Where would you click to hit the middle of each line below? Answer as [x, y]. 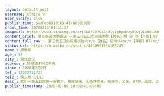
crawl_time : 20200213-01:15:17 [37, 28]
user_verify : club [24, 18]
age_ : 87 [14, 55]
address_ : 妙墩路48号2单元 [30, 64]
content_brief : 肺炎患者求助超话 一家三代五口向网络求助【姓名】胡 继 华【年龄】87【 [83, 37]
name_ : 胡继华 [18, 50]
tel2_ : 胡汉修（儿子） [26, 77]
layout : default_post [27, 9]
